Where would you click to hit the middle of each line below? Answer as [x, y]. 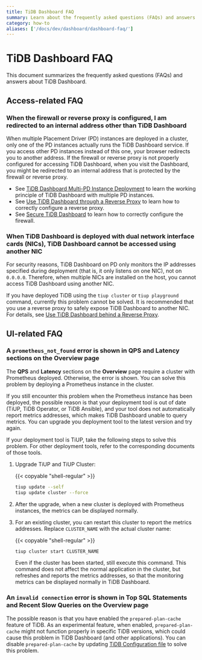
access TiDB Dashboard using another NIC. [60, 284]
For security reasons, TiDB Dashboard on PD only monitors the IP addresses [101, 265]
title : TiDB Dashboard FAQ [40, 12]
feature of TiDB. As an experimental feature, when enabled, [80, 624]
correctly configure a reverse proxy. [59, 208]
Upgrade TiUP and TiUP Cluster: [55, 464]
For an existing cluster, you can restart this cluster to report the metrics [103, 522]
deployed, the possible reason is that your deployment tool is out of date [96, 402]
